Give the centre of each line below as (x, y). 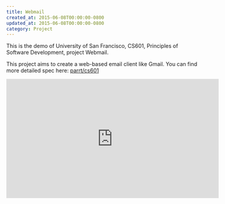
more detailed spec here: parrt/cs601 (52, 71)
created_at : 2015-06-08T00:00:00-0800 (55, 18)
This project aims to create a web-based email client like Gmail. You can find (102, 64)
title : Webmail (25, 12)
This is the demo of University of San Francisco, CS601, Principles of (92, 46)
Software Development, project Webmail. (58, 53)
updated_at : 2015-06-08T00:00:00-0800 (55, 23)
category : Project (29, 29)
